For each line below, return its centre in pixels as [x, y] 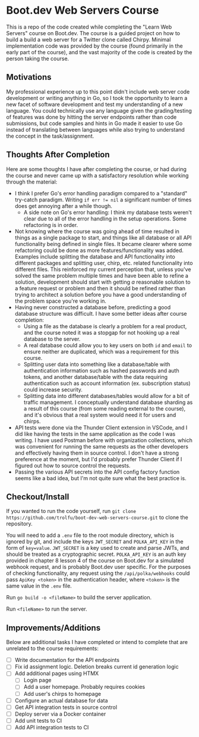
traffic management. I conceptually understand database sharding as [108, 402]
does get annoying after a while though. [64, 206]
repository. [19, 524]
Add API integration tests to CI [52, 727]
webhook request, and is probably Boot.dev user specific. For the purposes [99, 567]
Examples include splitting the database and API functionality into [95, 256]
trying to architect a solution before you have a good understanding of [101, 294]
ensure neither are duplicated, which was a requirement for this [101, 352]
